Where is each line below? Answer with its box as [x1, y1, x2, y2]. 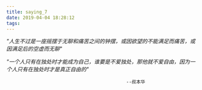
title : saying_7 [6, 9, 47, 15]
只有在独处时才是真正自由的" [16, 66, 89, 73]
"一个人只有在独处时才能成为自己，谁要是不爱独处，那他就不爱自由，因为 [6, 58, 190, 66]
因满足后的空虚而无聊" [6, 45, 63, 52]
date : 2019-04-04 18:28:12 [6, 15, 75, 21]
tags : [6, 20, 20, 26]
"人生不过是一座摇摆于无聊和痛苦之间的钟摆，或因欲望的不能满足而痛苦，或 [6, 38, 196, 45]
